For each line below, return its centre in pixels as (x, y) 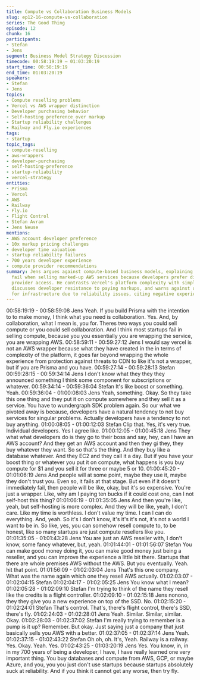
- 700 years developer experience (49, 261)
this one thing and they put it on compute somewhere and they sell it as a (96, 399)
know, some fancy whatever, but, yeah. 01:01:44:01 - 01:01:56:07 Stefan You (99, 544)
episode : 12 (21, 28)
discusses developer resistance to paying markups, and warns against (101, 288)
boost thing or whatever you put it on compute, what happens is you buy (95, 462)
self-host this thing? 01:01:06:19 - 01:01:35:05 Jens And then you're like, (94, 500)
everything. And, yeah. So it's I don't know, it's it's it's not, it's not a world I (98, 519)
